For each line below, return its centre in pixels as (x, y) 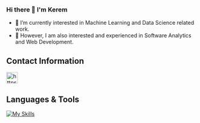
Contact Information (45, 61)
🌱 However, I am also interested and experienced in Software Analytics (103, 36)
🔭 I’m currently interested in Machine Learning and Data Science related (105, 23)
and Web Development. (44, 42)
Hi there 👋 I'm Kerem (37, 10)
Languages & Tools (43, 99)
